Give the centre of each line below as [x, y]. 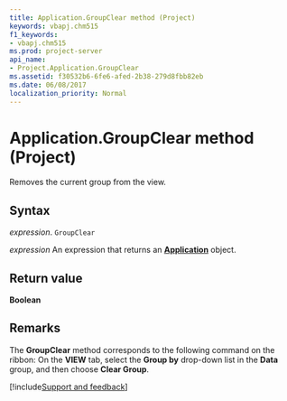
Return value [46, 278]
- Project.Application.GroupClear [74, 69]
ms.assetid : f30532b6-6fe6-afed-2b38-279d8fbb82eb [106, 77]
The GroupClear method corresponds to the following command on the [142, 350]
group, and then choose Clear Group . [79, 369]
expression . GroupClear [52, 232]
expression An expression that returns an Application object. [123, 250]
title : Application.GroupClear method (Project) [102, 18]
